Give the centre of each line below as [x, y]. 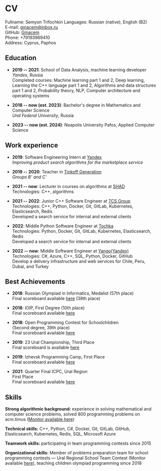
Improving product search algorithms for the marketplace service [78, 162]
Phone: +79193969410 [27, 38]
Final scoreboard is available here [46, 348]
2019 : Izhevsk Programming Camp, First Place [58, 357]
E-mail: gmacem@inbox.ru [32, 27]
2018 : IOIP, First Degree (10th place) [48, 308]
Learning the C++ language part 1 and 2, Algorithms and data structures [84, 85]
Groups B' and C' [29, 177]
